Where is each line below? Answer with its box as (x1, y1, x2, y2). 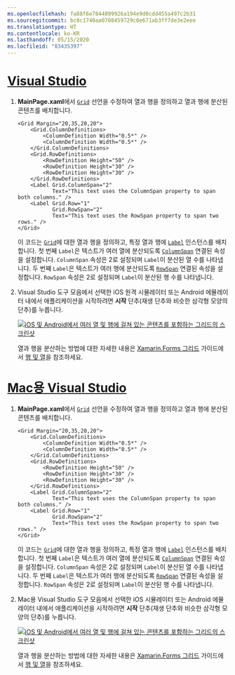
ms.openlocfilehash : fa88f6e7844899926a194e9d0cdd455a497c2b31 (7, 10, 196, 18)
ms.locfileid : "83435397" (7, 43, 83, 50)
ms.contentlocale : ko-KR (7, 30, 80, 37)
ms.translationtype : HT (7, 23, 77, 30)
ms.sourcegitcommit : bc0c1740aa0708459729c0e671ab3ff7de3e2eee (7, 17, 196, 24)
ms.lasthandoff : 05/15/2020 (7, 37, 90, 44)
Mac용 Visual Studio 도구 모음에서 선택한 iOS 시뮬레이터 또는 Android (17, 595, 211, 603)
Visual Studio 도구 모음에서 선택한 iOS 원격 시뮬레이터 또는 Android (17, 287, 205, 296)
